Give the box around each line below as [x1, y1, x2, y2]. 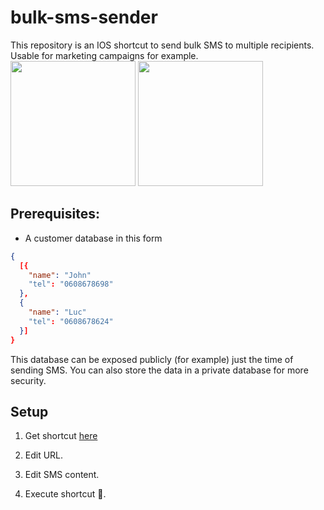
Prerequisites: [10, 206, 100, 223]
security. [10, 374, 47, 386]
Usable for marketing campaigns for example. [10, 49, 199, 61]
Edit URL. [24, 449, 64, 461]
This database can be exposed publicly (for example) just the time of [10, 353, 294, 365]
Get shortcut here [24, 430, 98, 442]
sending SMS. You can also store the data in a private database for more [10, 364, 309, 376]
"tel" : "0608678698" [28, 279, 114, 290]
